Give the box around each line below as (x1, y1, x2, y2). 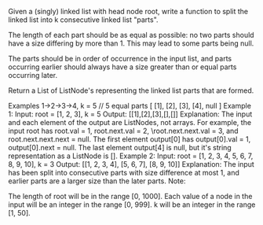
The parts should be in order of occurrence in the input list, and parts (8, 54, 232, 63)
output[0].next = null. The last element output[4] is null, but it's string (8, 143, 232, 152)
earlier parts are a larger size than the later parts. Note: (8, 176, 186, 186)
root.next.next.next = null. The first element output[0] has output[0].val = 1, (8, 135, 251, 144)
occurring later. (8, 71, 58, 79)
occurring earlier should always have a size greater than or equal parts (8, 62, 237, 72)
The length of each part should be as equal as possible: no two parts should (8, 31, 254, 39)
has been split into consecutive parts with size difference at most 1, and (8, 168, 239, 177)
